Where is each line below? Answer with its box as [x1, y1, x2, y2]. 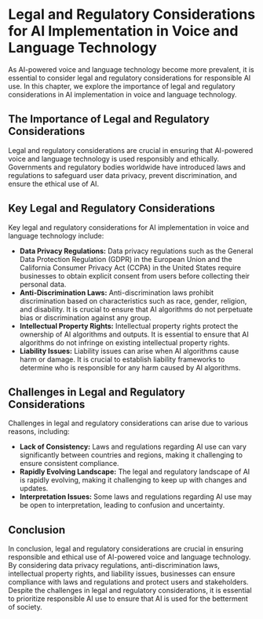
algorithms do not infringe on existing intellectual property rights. [19, 337, 230, 347]
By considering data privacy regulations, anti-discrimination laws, [8, 561, 220, 570]
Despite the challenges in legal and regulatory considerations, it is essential [8, 586, 253, 595]
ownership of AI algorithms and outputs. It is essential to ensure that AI [19, 330, 249, 339]
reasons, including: [8, 427, 70, 436]
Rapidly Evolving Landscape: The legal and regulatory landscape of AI [19, 467, 250, 476]
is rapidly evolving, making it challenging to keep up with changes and [19, 475, 247, 485]
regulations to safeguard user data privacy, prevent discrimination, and [8, 170, 237, 180]
